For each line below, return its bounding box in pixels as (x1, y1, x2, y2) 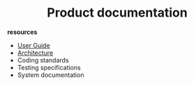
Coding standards (17, 55, 69, 64)
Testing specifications (17, 63, 82, 71)
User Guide (17, 41, 50, 49)
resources (7, 28, 38, 36)
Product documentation (47, 5, 188, 21)
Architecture (17, 49, 54, 57)
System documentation (17, 71, 84, 79)
